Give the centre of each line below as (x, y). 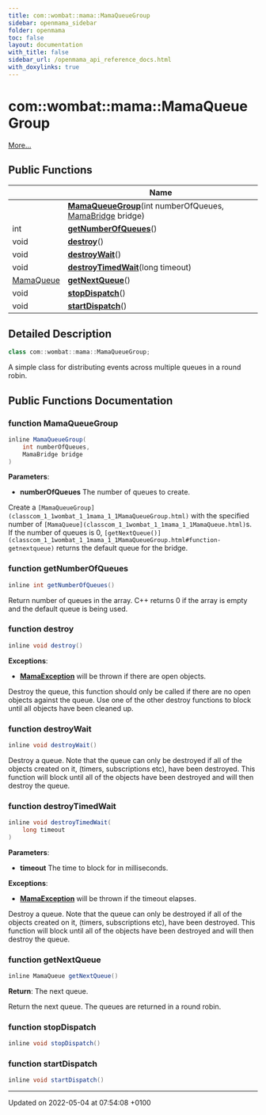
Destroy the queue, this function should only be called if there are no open (129, 691)
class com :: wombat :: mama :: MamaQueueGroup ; (79, 352)
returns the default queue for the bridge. (122, 548)
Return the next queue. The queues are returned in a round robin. (115, 1006)
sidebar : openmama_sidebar (53, 23)
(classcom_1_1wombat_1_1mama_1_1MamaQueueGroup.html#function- (115, 540)
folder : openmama (37, 30)
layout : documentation (46, 45)
